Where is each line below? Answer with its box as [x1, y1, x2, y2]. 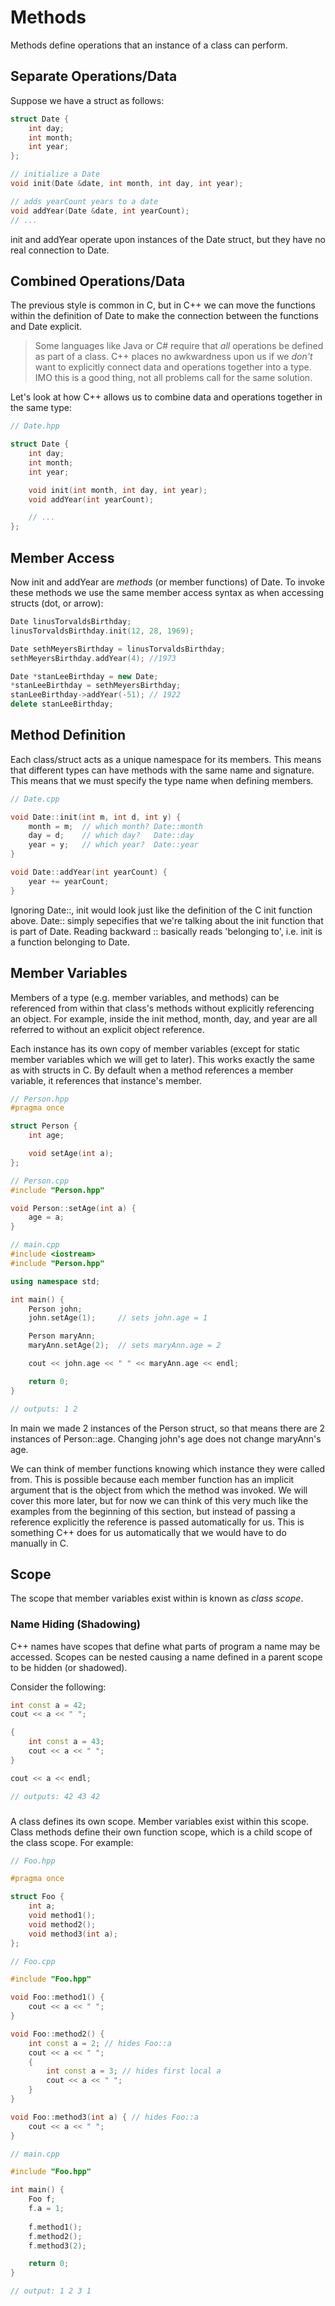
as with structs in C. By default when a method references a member [10, 1064, 294, 1076]
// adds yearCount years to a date [10, 196, 159, 206]
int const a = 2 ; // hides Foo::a [28, 2038, 172, 2048]
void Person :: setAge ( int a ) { [10, 1203, 137, 1213]
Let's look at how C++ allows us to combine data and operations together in [10, 391, 323, 403]
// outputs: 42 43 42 [10, 1791, 101, 1801]
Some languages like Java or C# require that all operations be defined [34, 340, 324, 352]
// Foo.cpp [10, 1956, 56, 1966]
